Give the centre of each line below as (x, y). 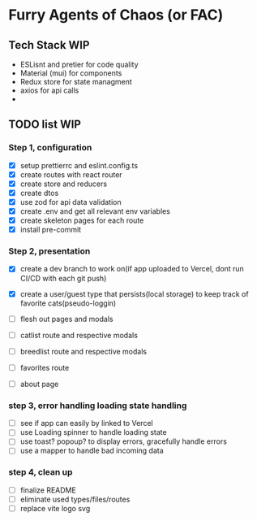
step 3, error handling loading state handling (98, 406)
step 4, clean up (41, 472)
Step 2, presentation (49, 251)
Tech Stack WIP (49, 45)
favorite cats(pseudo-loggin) (68, 303)
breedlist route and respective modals (84, 351)
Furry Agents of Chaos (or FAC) (116, 15)
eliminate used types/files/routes (75, 499)
